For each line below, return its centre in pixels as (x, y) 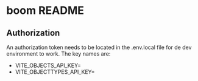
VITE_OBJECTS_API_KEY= (48, 65)
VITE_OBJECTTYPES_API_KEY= (55, 72)
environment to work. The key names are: (58, 54)
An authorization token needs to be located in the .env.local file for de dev (99, 47)
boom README (45, 11)
